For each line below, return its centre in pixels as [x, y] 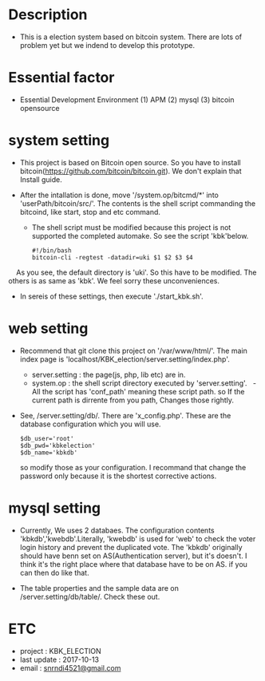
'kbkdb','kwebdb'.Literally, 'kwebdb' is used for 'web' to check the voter [138, 538]
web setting [48, 328]
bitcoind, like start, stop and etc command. [90, 212]
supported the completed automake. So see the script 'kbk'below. [140, 236]
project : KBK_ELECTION [60, 651]
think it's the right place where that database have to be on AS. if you [133, 564]
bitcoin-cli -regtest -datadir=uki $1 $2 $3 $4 [112, 257]
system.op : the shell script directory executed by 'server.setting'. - [144, 383]
